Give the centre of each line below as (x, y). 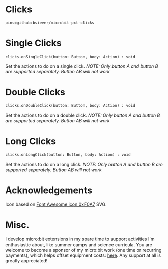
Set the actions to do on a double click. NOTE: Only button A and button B (83, 115)
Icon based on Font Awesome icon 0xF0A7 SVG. (56, 204)
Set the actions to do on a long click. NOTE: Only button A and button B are (84, 164)
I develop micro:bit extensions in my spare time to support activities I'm (80, 239)
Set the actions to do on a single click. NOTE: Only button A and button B (82, 66)
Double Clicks (35, 92)
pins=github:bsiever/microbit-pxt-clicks (50, 23)
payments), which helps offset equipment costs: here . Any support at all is (83, 255)
